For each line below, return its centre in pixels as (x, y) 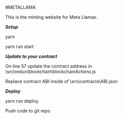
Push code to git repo (28, 111)
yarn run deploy (22, 101)
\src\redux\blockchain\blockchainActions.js (51, 71)
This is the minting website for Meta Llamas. (52, 17)
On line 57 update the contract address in (49, 66)
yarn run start (20, 47)
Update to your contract (31, 56)
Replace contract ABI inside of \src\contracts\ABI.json (61, 81)
